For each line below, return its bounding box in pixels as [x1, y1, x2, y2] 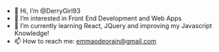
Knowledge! [13, 29, 50, 37]
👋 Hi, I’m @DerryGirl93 [13, 7, 81, 15]
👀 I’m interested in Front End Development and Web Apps [13, 14, 182, 22]
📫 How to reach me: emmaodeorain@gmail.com [13, 37, 157, 45]
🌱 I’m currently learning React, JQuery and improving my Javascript [13, 22, 213, 30]
